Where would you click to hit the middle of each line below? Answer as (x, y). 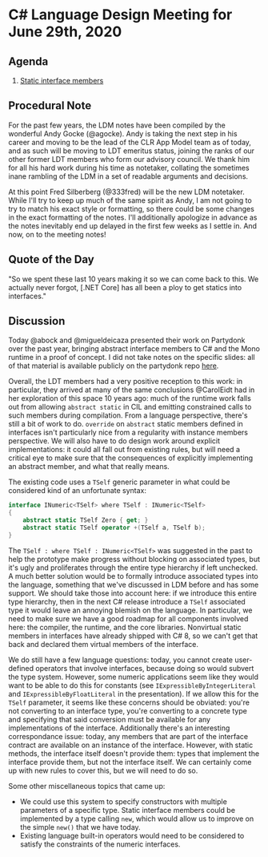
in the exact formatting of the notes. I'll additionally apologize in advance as (133, 217)
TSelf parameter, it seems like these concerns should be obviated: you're (129, 702)
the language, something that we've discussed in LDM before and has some (134, 584)
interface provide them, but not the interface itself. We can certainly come (130, 762)
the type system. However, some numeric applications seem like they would (133, 677)
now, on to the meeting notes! (57, 234)
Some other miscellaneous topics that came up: (87, 786)
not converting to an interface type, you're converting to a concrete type (128, 710)
